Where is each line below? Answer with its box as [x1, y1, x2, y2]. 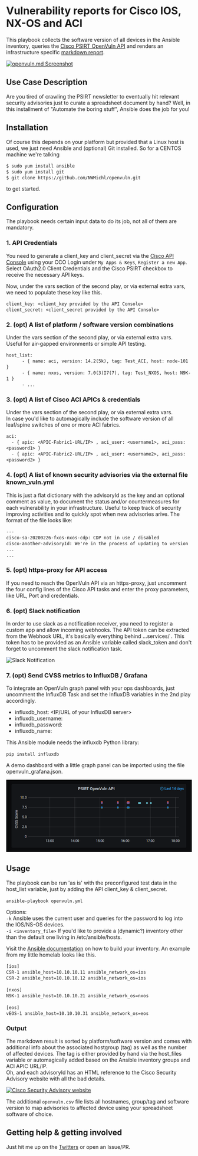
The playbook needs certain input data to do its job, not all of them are [6, 218, 177, 225]
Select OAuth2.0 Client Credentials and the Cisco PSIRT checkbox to [6, 264, 173, 272]
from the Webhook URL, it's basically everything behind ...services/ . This [6, 633, 184, 640]
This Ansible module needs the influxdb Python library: [6, 739, 140, 746]
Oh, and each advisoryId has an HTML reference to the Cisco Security [6, 1069, 177, 1076]
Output [6, 1024, 27, 1032]
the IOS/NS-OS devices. [6, 921, 65, 928]
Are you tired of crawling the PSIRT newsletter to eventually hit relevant [6, 93, 180, 100]
